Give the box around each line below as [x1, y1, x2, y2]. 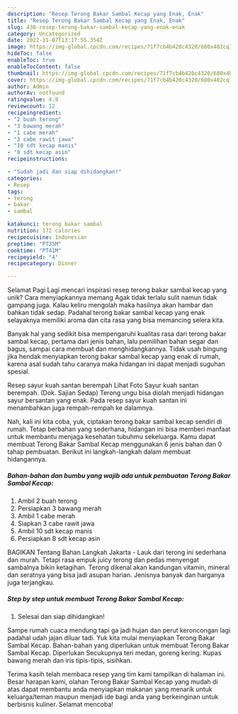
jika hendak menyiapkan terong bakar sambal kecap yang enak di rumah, [7, 352, 221, 361]
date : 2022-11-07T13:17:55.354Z [7, 37, 103, 44]
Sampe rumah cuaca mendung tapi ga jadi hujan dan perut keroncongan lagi [7, 626, 231, 635]
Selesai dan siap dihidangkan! [17, 613, 105, 621]
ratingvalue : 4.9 [7, 96, 59, 104]
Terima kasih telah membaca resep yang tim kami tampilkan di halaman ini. [7, 670, 226, 679]
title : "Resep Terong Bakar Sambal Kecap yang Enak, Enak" [7, 17, 186, 24]
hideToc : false [7, 50, 52, 57]
